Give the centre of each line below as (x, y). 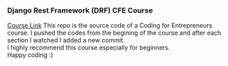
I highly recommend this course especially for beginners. (89, 48)
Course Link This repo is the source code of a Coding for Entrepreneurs (110, 26)
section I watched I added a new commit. (66, 40)
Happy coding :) (30, 55)
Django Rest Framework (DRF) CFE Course (80, 10)
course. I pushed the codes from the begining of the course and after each (114, 33)
